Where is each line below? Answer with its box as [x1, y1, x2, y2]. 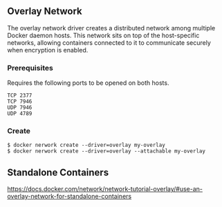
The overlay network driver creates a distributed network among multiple [7, 23, 216, 32]
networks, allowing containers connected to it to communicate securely [7, 38, 211, 47]
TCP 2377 [7, 92, 33, 99]
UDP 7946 [7, 104, 33, 111]
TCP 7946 [7, 98, 33, 106]
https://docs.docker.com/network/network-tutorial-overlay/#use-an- [7, 185, 203, 193]
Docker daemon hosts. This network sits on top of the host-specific [7, 31, 200, 39]
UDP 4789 [7, 110, 33, 117]
